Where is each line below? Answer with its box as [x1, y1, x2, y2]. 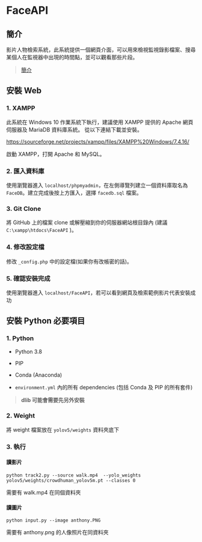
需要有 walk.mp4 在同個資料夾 [6, 489, 81, 496]
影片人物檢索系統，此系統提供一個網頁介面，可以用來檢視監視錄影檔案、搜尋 [6, 46, 196, 53]
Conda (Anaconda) [14, 371, 63, 379]
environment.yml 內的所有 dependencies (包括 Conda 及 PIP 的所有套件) [14, 383, 193, 391]
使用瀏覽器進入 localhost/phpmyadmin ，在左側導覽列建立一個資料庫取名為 [6, 181, 188, 189]
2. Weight [6, 412, 35, 420]
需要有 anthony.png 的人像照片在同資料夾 [6, 529, 109, 536]
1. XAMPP [6, 104, 35, 112]
